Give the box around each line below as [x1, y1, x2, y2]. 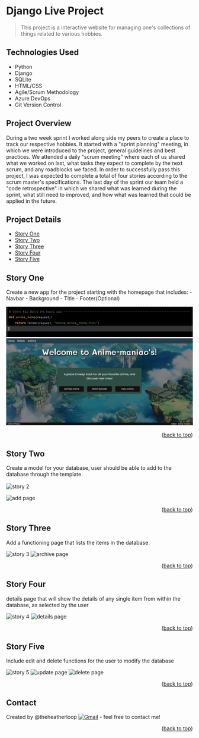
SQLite [14, 76, 31, 83]
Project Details [6, 214, 62, 224]
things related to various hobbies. [20, 30, 102, 37]
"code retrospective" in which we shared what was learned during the [6, 184, 177, 191]
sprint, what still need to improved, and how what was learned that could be [6, 191, 191, 198]
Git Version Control [14, 101, 62, 108]
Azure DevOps [14, 95, 51, 102]
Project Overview [6, 118, 72, 128]
